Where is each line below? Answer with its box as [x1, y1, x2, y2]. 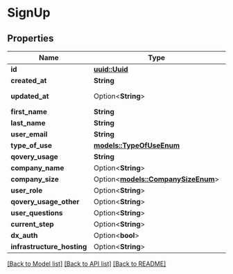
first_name [10, 107, 47, 116]
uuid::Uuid [93, 64, 128, 74]
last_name [10, 118, 46, 127]
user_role [10, 185, 43, 195]
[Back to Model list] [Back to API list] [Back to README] [7, 259, 166, 268]
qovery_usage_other [10, 197, 80, 206]
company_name [10, 163, 64, 172]
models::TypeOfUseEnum [93, 140, 180, 150]
